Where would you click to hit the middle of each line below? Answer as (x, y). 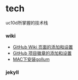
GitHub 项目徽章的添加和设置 (42, 53)
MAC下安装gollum (31, 59)
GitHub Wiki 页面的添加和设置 (43, 47)
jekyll (12, 73)
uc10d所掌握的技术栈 (27, 23)
